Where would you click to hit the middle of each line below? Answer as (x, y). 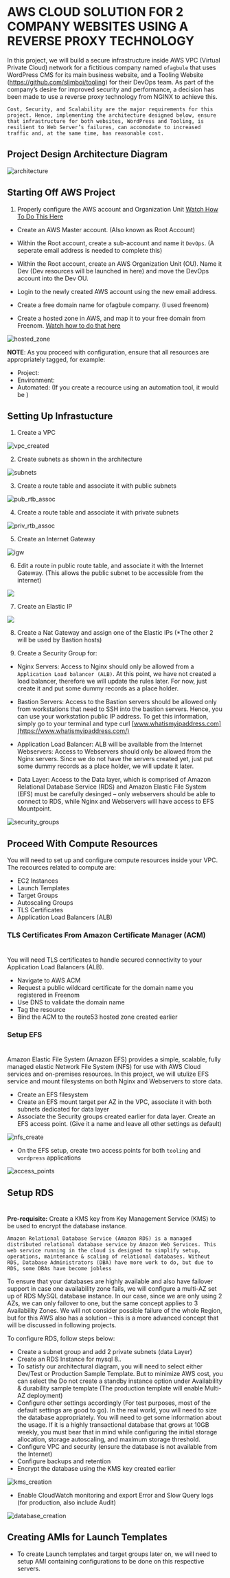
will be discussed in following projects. (62, 1325)
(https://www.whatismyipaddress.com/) (73, 731)
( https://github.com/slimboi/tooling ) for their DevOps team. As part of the (111, 82)
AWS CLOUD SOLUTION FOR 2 (95, 12)
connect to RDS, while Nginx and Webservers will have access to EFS (115, 802)
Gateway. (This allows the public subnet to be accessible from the (110, 573)
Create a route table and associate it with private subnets (98, 512)
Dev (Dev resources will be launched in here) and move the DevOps (113, 271)
